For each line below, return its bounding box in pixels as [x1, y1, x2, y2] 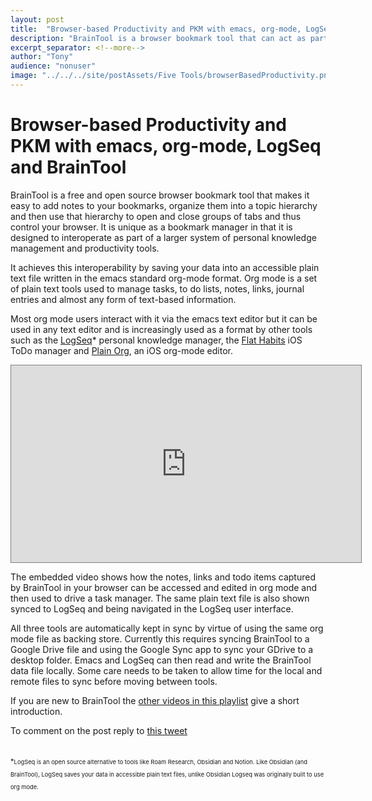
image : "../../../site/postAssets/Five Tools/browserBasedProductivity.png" [10, 71, 338, 81]
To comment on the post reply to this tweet [10, 724, 188, 736]
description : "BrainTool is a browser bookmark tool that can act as [10, 33, 307, 43]
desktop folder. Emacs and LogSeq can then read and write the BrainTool [10, 654, 312, 666]
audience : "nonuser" [10, 61, 97, 71]
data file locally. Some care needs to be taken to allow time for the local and [10, 664, 323, 676]
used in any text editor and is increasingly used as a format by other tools [10, 323, 313, 335]
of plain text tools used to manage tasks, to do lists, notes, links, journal [10, 282, 305, 295]
